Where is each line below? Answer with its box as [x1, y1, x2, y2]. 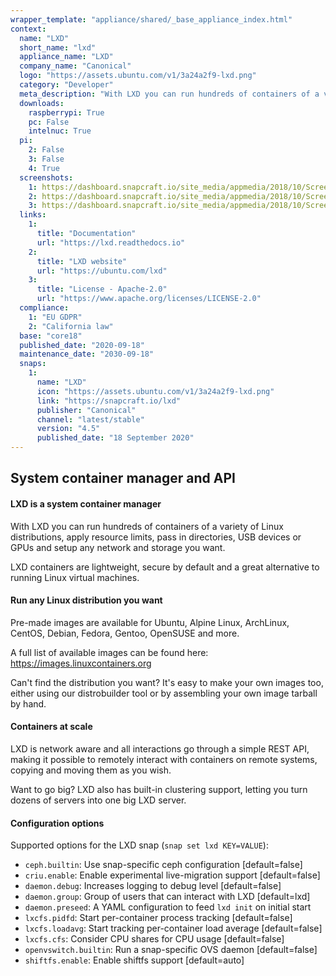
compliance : [19, 303, 70, 313]
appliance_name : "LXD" [19, 52, 114, 62]
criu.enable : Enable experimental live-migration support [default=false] [24, 869, 321, 881]
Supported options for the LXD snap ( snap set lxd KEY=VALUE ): [10, 839, 269, 851]
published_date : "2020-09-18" [19, 340, 145, 350]
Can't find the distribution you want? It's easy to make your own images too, [10, 676, 324, 688]
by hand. [10, 697, 47, 710]
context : [10, 24, 47, 34]
